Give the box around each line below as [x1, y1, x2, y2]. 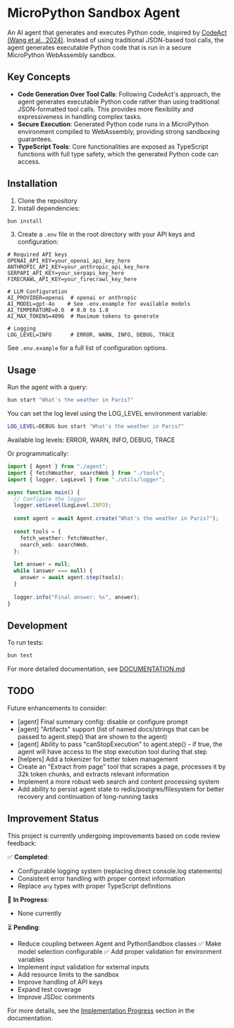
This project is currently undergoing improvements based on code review [7, 831, 221, 840]
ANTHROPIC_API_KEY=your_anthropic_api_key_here [7, 264, 150, 271]
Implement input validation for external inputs [17, 962, 149, 971]
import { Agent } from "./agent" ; [7, 463, 109, 470]
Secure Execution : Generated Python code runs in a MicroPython [17, 120, 209, 128]
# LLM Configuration [7, 288, 68, 295]
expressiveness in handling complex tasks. [17, 112, 142, 120]
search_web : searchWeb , [20, 541, 90, 548]
